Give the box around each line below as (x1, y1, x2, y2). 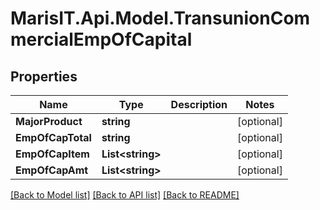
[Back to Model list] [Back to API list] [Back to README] (10, 189, 240, 201)
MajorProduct (15, 115, 83, 128)
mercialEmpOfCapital (10, 28, 193, 51)
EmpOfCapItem (15, 147, 90, 161)
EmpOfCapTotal (15, 131, 92, 144)
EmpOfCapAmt (15, 163, 89, 177)
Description (170, 98, 228, 111)
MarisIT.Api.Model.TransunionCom (10, 7, 311, 30)
